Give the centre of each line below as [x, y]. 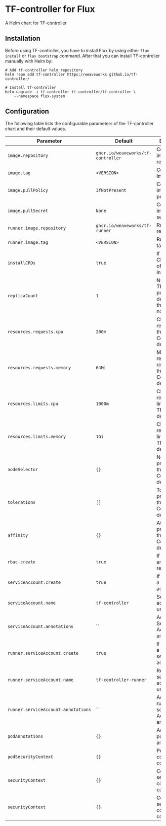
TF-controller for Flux [50, 9]
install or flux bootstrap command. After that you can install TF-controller [83, 56]
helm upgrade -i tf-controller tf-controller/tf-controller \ [70, 92]
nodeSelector [23, 469]
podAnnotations [25, 736]
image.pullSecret [28, 210]
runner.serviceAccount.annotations [49, 709]
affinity [18, 535]
